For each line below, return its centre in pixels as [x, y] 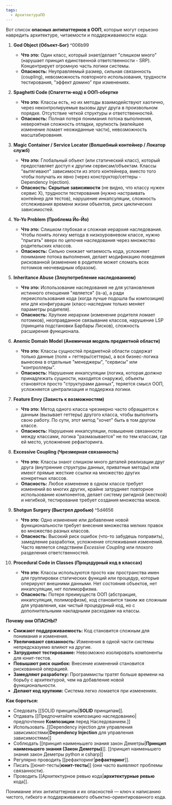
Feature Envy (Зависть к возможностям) [59, 399]
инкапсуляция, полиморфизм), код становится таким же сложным [94, 600]
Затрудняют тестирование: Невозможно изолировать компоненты [88, 652]
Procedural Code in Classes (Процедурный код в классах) [78, 563]
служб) [21, 150]
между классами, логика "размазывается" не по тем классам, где [94, 436]
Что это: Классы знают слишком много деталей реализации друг [93, 462]
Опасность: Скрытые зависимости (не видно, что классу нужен [92, 188]
